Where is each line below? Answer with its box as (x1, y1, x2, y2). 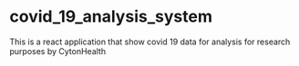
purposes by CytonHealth (9, 45, 107, 56)
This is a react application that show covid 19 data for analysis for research (9, 36, 291, 47)
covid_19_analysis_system (9, 6, 212, 27)
